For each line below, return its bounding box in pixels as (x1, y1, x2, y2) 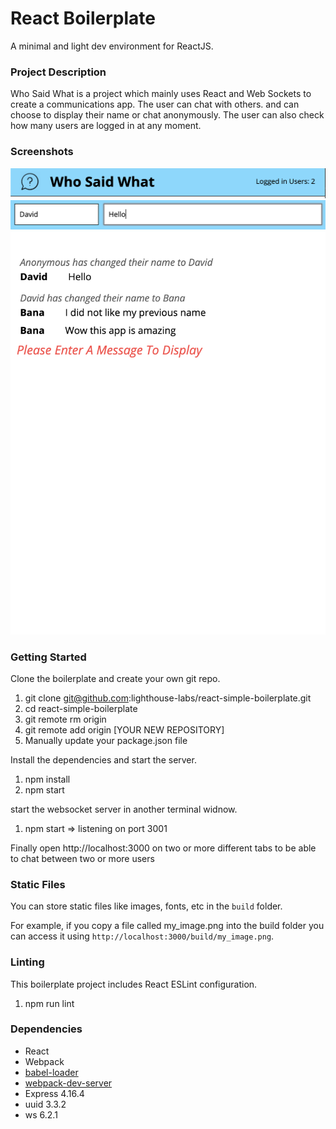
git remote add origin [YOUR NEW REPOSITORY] (24, 723, 225, 736)
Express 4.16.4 (24, 1087, 85, 1099)
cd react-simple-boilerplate (24, 702, 138, 714)
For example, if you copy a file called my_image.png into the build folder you (10, 920, 325, 932)
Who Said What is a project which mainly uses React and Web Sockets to (10, 88, 312, 100)
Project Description (10, 65, 107, 79)
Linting (10, 955, 45, 969)
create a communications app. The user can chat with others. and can (10, 98, 300, 111)
